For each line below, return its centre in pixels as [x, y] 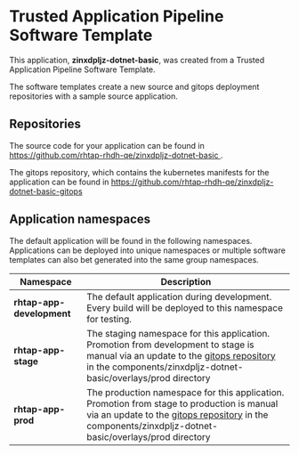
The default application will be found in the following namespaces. [131, 240]
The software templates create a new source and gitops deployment [134, 86]
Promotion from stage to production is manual [182, 403]
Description [186, 281]
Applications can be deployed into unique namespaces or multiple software [148, 250]
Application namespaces [80, 219]
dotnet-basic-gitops [46, 191]
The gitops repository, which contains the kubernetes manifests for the [139, 172]
